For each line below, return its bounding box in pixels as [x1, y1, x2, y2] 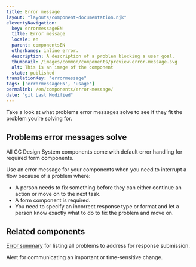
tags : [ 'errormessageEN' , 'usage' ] [6, 81, 95, 87]
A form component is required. [14, 197, 91, 204]
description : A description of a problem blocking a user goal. [11, 53, 175, 59]
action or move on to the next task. [14, 190, 101, 197]
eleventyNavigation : [6, 20, 58, 26]
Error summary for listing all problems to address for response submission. [6, 243, 190, 250]
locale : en [11, 36, 39, 42]
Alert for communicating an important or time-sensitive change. [6, 254, 163, 261]
